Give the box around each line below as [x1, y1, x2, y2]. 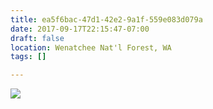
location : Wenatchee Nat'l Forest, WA [10, 42, 172, 53]
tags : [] [10, 52, 47, 62]
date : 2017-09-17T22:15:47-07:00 [10, 24, 150, 34]
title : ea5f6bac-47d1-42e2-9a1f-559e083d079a [10, 14, 203, 25]
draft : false [10, 33, 65, 43]
